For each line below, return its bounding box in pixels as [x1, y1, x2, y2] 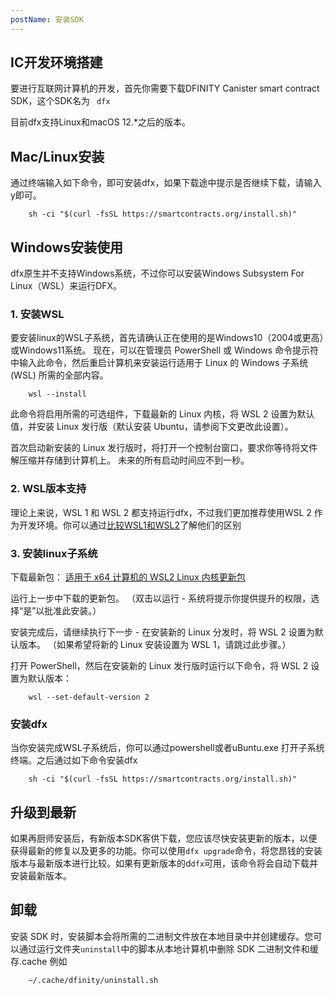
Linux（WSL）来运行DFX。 [10, 280, 123, 292]
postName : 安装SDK [10, 14, 84, 25]
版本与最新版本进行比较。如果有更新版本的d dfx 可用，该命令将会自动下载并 [10, 857, 319, 870]
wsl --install [28, 389, 87, 400]
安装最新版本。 [10, 870, 72, 882]
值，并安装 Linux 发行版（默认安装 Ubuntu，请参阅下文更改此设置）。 [10, 421, 294, 433]
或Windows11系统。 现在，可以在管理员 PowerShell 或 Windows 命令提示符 [10, 344, 319, 356]
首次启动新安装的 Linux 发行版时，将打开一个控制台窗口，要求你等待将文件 [10, 442, 318, 454]
